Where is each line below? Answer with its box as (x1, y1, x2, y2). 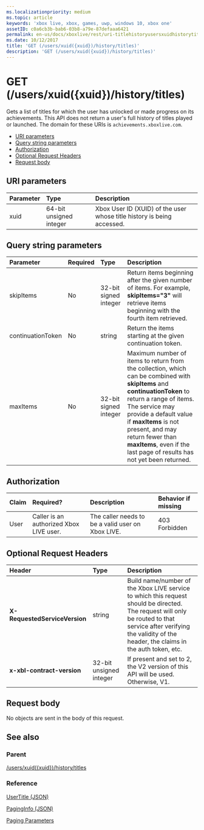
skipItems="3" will (127, 291, 182, 300)
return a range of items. (127, 395, 194, 403)
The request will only (127, 607, 187, 615)
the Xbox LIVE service (127, 584, 190, 592)
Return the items (127, 324, 174, 332)
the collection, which (127, 364, 186, 373)
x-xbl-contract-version (9, 666, 81, 674)
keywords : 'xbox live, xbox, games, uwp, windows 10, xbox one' (6, 20, 172, 26)
